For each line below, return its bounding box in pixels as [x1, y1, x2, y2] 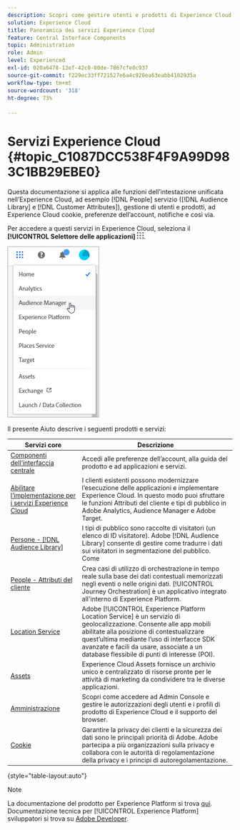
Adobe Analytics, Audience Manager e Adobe [81, 506, 216, 515]
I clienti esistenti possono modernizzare [81, 476, 199, 485]
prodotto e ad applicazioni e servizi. [81, 462, 187, 471]
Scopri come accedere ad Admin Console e [81, 693, 209, 701]
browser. [81, 715, 109, 724]
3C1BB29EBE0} [7, 164, 101, 180]
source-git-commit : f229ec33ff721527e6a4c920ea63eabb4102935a [7, 71, 196, 79]
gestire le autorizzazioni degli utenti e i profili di [81, 700, 221, 709]
